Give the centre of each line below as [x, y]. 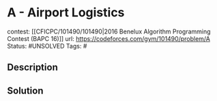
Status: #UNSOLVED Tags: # [47, 46]
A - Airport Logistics [66, 13]
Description [32, 67]
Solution [25, 90]
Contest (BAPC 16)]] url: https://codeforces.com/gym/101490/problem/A [108, 38]
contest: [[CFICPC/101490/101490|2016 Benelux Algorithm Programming [109, 31]
